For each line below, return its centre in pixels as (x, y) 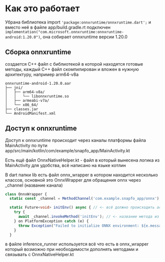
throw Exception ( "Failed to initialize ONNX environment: (79, 226)
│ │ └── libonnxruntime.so (37, 96)
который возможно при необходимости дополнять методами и (72, 249)
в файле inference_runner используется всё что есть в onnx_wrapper (77, 244)
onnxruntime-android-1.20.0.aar (38, 83)
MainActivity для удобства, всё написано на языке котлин (66, 165)
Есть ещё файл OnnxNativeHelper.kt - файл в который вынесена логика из (82, 160)
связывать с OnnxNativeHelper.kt (40, 255)
